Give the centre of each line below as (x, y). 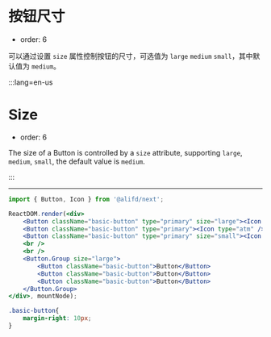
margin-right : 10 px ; (57, 318)
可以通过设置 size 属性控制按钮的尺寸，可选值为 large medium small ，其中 (131, 56)
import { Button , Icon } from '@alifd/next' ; (86, 199)
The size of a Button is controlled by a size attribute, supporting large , (126, 152)
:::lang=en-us (31, 82)
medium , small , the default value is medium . (77, 161)
